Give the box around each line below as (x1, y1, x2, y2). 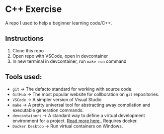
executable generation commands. (12, 107, 83, 113)
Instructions (5, 34, 44, 43)
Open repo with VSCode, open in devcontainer (12, 53, 108, 59)
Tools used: (5, 73, 42, 81)
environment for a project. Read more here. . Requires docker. (12, 118, 138, 124)
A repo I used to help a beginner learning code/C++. (5, 20, 112, 26)
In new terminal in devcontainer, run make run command (12, 58, 127, 64)
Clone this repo (12, 47, 44, 53)
